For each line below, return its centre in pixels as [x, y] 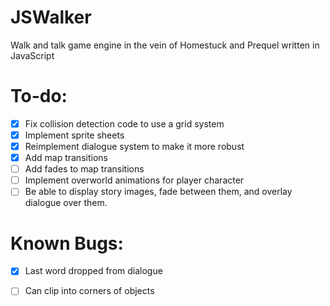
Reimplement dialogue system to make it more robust [134, 146]
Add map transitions [66, 158]
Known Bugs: [67, 243]
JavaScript [32, 55]
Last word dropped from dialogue [93, 271]
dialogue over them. [66, 203]
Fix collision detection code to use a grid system [124, 123]
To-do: [39, 96]
